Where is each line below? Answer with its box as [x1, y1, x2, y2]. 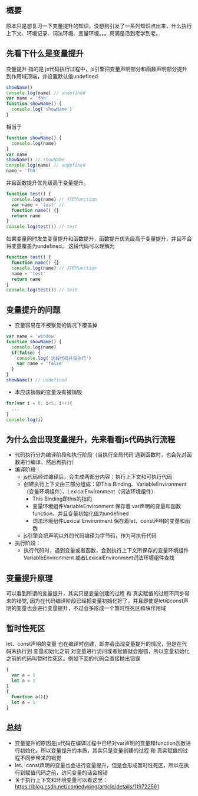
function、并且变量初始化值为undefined [32, 510, 129, 517]
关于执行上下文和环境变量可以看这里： [14, 776, 108, 783]
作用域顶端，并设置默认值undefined [11, 72, 98, 79]
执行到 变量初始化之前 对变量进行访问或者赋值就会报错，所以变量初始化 [16, 647, 190, 655]
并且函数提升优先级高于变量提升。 [6, 179, 89, 186]
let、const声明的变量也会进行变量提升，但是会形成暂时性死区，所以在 [14, 761, 184, 768]
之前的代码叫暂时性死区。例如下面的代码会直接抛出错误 [6, 655, 140, 662]
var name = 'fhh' [6, 95, 49, 101]
